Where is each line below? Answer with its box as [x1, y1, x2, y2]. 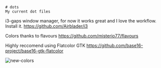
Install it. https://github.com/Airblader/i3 [5, 23, 88, 29]
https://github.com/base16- [86, 42, 143, 48]
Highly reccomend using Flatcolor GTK [5, 42, 86, 48]
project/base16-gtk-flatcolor [5, 48, 64, 53]
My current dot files [5, 9, 51, 14]
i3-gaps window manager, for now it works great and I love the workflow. [5, 18, 157, 23]
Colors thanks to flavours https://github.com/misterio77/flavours [5, 33, 138, 38]
